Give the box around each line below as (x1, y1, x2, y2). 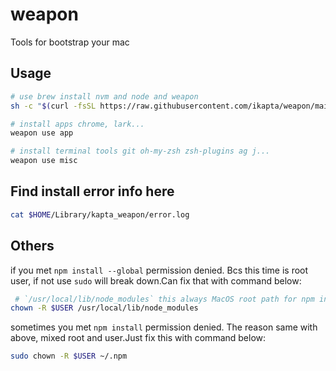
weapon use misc (10, 156, 78, 166)
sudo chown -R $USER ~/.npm (10, 351, 128, 362)
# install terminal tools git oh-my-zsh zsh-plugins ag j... (10, 146, 271, 157)
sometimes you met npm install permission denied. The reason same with (10, 321, 318, 333)
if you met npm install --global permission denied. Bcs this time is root (10, 264, 309, 276)
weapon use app (10, 128, 74, 138)
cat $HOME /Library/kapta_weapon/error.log (10, 209, 190, 220)
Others (10, 238, 55, 255)
